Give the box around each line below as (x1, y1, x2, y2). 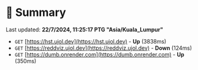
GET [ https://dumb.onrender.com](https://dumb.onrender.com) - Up (14, 50, 185, 58)
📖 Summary (6, 6, 66, 20)
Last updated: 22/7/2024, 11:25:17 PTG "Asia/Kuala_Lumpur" (6, 26, 164, 33)
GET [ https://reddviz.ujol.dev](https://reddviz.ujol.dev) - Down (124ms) (14, 44, 192, 52)
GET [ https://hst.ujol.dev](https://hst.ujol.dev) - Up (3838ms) (14, 37, 167, 45)
